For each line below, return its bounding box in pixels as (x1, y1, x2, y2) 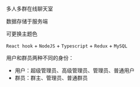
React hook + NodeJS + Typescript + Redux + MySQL (6, 42, 128, 49)
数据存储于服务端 (6, 18, 48, 25)
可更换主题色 (6, 30, 37, 37)
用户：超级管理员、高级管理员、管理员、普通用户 (14, 67, 135, 74)
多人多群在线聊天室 (6, 5, 53, 12)
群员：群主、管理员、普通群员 (14, 75, 88, 81)
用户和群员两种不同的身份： (6, 54, 74, 61)
